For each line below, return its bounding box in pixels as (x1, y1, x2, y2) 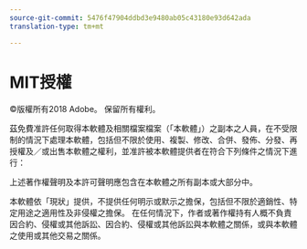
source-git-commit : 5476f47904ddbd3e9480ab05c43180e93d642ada (9, 13, 251, 23)
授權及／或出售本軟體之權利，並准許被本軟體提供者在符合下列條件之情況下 (9, 146, 290, 157)
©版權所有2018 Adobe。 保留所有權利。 (9, 104, 161, 115)
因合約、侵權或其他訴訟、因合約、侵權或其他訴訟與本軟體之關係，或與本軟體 (9, 219, 298, 230)
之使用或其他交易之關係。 (9, 230, 106, 242)
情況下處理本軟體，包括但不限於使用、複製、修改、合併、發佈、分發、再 (25, 134, 298, 146)
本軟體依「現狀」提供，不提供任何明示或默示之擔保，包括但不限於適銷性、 (9, 196, 290, 207)
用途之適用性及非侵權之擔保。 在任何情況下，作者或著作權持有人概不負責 (16, 207, 292, 219)
